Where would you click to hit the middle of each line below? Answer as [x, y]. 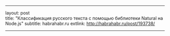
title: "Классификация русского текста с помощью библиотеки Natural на [84, 18]
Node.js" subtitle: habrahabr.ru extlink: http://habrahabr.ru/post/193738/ [80, 23]
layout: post [17, 13]
